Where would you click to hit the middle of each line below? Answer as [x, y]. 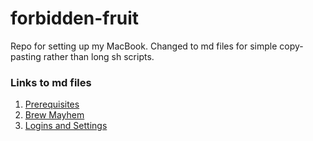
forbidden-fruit [75, 18]
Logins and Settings [66, 126]
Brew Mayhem [54, 115]
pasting [26, 56]
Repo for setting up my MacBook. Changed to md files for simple [144, 46]
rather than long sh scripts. [99, 56]
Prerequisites [52, 104]
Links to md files [51, 82]
